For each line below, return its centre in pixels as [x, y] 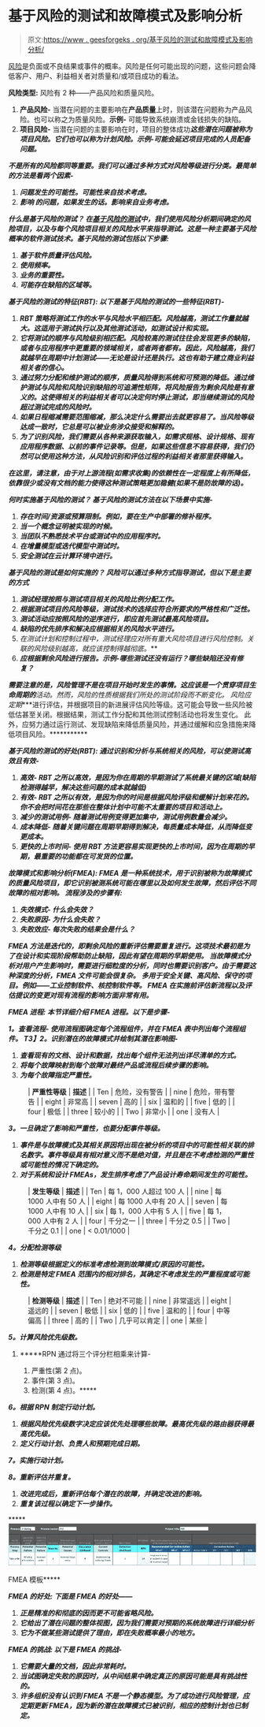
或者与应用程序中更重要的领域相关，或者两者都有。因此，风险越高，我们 [136, 348]
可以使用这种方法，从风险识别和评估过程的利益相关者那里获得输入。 [137, 456]
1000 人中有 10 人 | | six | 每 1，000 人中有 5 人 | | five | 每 [121, 1211]
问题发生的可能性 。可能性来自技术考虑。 [85, 192]
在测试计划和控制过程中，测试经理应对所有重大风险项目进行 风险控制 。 [133, 638]
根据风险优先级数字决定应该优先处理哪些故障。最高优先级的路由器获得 [133, 1424]
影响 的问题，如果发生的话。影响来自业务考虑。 [96, 202]
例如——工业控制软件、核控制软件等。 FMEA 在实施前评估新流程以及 [133, 985]
